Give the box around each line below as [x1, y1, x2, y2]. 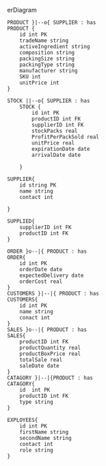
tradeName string [19, 37, 69, 44]
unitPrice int [19, 79, 59, 86]
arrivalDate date [31, 151, 81, 158]
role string [19, 447, 53, 454]
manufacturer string [19, 67, 78, 74]
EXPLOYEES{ [7, 416, 38, 423]
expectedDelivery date [19, 272, 84, 279]
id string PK [19, 182, 57, 189]
